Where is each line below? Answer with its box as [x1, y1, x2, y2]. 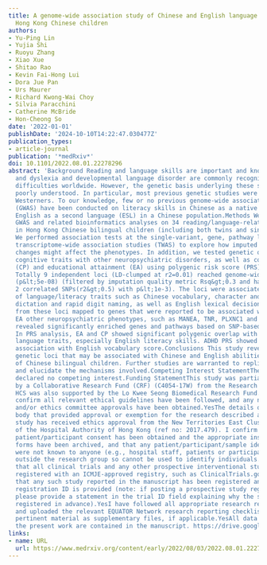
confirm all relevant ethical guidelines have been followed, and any [15, 396, 254, 404]
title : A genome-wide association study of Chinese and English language [8, 11, 258, 20]
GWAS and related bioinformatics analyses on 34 [15, 219, 180, 227]
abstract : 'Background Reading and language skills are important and [8, 167, 247, 175]
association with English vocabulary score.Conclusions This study [15, 345, 244, 353]
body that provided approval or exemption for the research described [15, 411, 254, 419]
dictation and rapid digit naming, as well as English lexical [15, 300, 229, 308]
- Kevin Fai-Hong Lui [8, 71, 80, 79]
